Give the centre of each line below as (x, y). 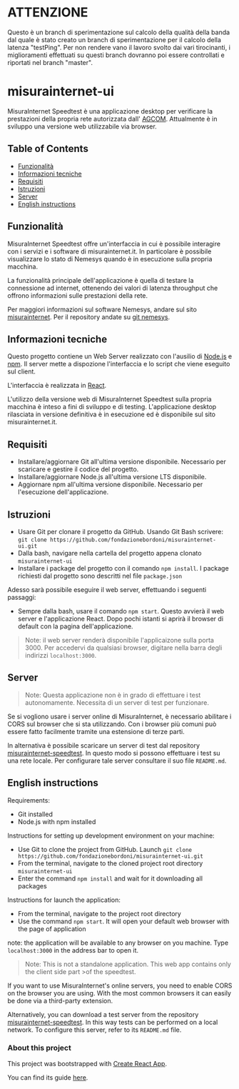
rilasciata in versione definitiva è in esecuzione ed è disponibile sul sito (112, 414)
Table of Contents (48, 149)
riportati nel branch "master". (50, 62)
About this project (39, 1048)
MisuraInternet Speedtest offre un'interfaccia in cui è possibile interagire (114, 244)
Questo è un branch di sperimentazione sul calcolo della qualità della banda (119, 32)
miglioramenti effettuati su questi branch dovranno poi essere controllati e (116, 55)
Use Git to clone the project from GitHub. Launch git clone (105, 849)
